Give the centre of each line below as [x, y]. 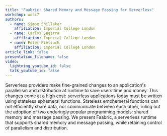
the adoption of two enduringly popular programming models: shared [77, 112]
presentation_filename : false [37, 57]
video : [12, 61]
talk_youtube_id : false [34, 71]
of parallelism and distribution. [37, 128]
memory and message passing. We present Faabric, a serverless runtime [81, 117]
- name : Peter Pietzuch [34, 43]
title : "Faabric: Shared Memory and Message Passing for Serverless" [80, 10]
